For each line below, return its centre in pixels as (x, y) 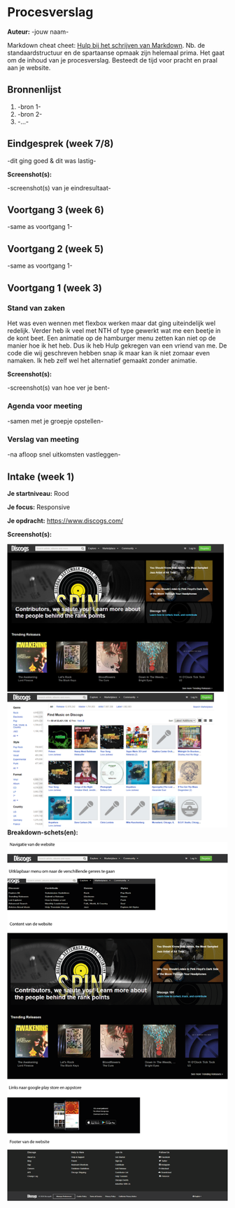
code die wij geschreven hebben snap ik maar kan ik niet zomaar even (108, 353)
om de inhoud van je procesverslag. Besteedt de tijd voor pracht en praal (113, 60)
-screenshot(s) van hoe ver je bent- (59, 388)
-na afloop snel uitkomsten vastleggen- (64, 454)
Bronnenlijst (34, 90)
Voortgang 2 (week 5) (56, 249)
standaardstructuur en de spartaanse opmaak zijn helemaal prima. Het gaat (116, 53)
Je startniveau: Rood (38, 494)
